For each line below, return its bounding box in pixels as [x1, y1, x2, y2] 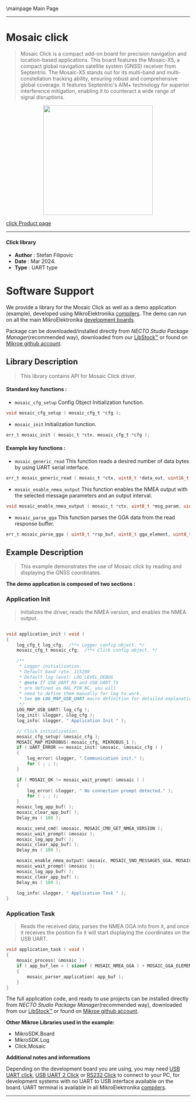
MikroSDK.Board [14, 1030, 55, 1037]
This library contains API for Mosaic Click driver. [20, 372, 136, 379]
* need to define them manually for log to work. [19, 690, 142, 696]
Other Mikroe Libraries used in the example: [6, 1019, 115, 1026]
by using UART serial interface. [14, 464, 89, 471]
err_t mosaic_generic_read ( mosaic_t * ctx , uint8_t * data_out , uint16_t [6, 475, 190, 481]
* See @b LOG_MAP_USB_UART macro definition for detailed [19, 696, 163, 702]
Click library [6, 239, 37, 246]
